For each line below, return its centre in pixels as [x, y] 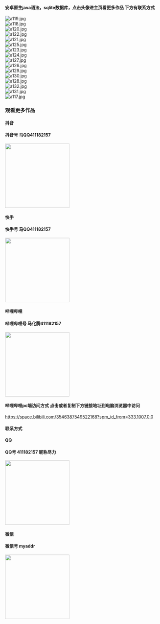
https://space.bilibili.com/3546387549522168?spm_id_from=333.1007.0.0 [79, 417]
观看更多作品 [20, 110]
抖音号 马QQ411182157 [28, 135]
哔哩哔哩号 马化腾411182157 [33, 323]
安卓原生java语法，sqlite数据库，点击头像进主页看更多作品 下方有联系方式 [80, 7]
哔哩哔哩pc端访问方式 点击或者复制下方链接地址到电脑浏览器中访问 [73, 406]
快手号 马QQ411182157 [28, 229]
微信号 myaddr [20, 546]
